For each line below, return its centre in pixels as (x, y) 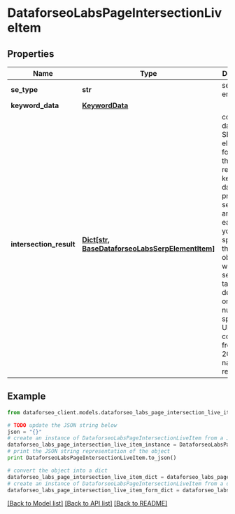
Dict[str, (96, 240)
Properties (31, 54)
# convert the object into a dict (58, 470)
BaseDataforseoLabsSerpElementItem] (149, 249)
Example (27, 396)
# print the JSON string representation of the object (89, 452)
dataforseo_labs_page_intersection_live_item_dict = (86, 477)
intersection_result (43, 244)
